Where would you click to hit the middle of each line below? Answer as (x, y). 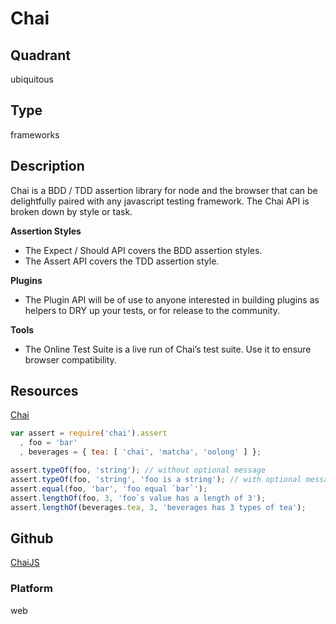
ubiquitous (32, 79)
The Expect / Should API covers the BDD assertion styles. (143, 250)
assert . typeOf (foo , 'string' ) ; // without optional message (138, 470)
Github (32, 538)
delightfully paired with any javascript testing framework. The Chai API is (160, 201)
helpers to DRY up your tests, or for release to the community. (152, 310)
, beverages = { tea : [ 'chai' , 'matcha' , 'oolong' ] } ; (140, 452)
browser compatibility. (70, 359)
